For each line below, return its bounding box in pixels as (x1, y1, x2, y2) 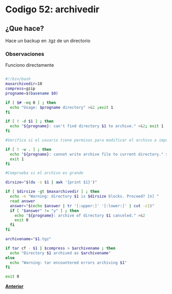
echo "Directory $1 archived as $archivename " (10, 250, 111, 256)
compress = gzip (5, 86, 36, 91)
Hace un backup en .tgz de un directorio (5, 37, 91, 44)
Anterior (5, 283, 24, 289)
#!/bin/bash (5, 76, 31, 82)
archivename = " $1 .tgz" (5, 237, 52, 242)
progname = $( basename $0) (5, 91, 58, 96)
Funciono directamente (5, 62, 54, 68)
